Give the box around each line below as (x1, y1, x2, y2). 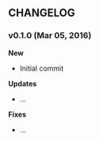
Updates (8, 78, 37, 88)
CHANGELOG (8, 6, 75, 20)
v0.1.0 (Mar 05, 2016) (8, 30, 92, 41)
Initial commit (19, 63, 64, 73)
